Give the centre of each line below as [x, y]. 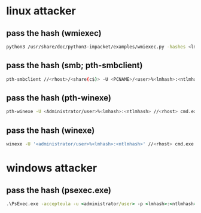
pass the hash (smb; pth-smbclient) [74, 66]
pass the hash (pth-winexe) [59, 98]
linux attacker [41, 11]
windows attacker [52, 168]
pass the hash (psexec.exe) [59, 190]
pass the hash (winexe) [51, 130]
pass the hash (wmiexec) [54, 33]
